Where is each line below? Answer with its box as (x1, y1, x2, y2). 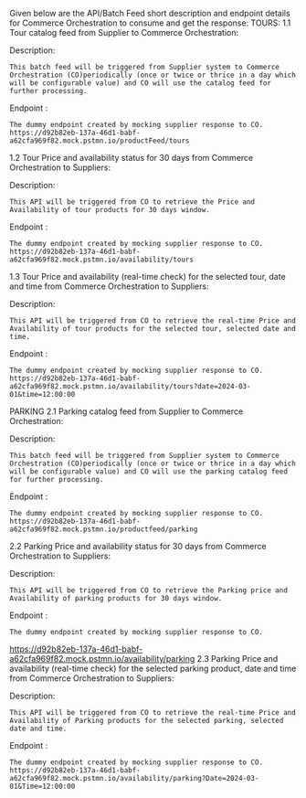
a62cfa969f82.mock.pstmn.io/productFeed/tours (9, 136, 190, 145)
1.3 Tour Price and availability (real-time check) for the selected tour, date (9, 271, 286, 282)
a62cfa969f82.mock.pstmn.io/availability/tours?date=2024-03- (9, 382, 251, 391)
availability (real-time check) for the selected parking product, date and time (9, 663, 297, 674)
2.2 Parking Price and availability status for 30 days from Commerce (9, 541, 267, 551)
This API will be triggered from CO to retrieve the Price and (9, 197, 256, 207)
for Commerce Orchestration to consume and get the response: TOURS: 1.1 (9, 17, 291, 28)
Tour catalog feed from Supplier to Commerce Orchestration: (9, 27, 239, 37)
